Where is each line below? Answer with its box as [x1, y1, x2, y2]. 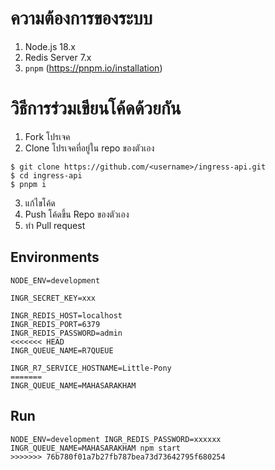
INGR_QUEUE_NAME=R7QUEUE [10, 345, 114, 356]
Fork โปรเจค [24, 130, 71, 142]
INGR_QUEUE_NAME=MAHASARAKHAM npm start [10, 443, 182, 453]
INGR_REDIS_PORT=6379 [10, 319, 101, 329]
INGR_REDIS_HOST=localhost [10, 310, 123, 321]
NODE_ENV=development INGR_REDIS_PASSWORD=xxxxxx [10, 434, 222, 444]
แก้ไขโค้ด [24, 197, 56, 209]
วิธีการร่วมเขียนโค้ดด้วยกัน [10, 97, 182, 120]
